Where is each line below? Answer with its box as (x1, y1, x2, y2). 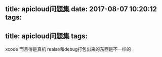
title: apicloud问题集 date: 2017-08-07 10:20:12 (5, 5, 157, 14)
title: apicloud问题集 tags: (5, 32, 88, 40)
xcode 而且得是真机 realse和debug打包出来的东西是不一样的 (5, 46, 131, 52)
